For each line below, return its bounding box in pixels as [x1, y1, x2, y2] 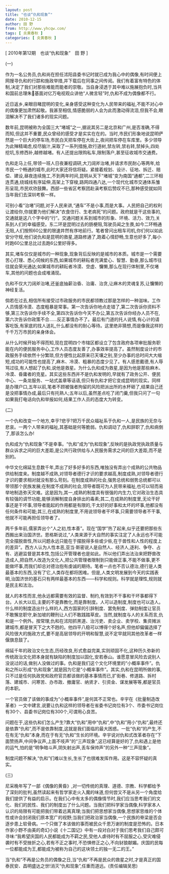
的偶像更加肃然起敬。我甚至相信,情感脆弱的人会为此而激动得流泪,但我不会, [5, 107, 159, 113]
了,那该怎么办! [5, 430, 35, 436]
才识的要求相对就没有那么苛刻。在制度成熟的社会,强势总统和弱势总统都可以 [5, 477, 161, 483]
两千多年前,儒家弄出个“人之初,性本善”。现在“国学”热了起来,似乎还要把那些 [5, 525, 158, 531]
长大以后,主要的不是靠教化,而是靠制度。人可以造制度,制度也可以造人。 [18, 599, 163, 605]
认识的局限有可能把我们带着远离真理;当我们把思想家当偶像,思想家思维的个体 [5, 808, 162, 814]
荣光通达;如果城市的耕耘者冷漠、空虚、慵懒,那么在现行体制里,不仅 [18, 263, 155, 270]
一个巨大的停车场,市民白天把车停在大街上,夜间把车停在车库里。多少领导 [14, 137, 162, 143]
